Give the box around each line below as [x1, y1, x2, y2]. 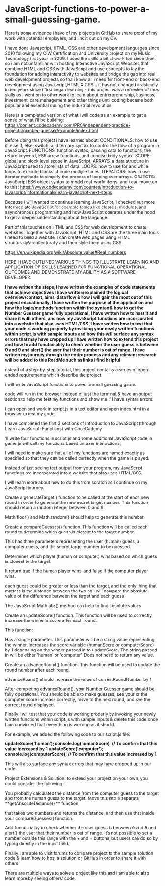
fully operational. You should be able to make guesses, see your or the [5, 691, 148, 697]
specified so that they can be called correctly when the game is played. [5, 455, 150, 461]
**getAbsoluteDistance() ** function [5, 800, 79, 806]
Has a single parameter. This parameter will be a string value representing [5, 636, 155, 642]
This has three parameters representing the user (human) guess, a [5, 538, 140, 544]
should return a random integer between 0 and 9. [5, 504, 105, 510]
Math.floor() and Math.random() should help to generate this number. [5, 514, 145, 520]
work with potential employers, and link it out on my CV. [5, 35, 118, 41]
